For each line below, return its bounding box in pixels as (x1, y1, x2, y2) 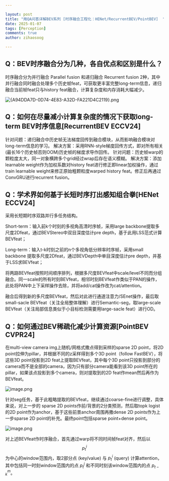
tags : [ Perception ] (5, 26, 46, 31)
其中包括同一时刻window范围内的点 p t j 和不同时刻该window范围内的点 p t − (5, 461, 159, 469)
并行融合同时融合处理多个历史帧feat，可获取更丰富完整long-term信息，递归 (5, 80, 162, 86)
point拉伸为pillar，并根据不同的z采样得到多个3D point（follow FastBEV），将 (5, 351, 163, 357)
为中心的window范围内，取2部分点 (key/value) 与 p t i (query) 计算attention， (5, 454, 162, 462)
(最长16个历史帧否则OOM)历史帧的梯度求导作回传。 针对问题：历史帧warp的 (5, 149, 163, 155)
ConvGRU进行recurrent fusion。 (5, 174, 72, 180)
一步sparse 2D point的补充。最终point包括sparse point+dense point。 (5, 415, 150, 421)
